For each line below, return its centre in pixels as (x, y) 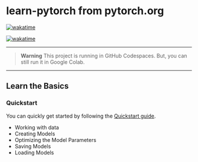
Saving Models (33, 146)
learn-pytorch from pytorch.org (85, 11)
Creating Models (35, 134)
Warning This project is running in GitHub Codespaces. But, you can (104, 56)
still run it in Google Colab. (52, 62)
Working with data (37, 127)
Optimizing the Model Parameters (55, 140)
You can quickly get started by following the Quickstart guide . (81, 116)
